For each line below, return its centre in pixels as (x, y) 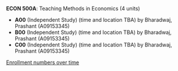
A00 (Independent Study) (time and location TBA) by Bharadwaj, (93, 20)
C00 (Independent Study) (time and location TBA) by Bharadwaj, (93, 45)
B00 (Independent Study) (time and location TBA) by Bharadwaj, (93, 32)
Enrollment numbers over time (43, 62)
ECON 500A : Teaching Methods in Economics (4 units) (73, 9)
